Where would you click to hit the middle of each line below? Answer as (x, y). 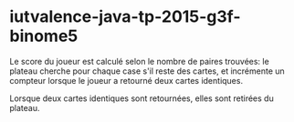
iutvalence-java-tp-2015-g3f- (125, 17)
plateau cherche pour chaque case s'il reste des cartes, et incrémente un (147, 71)
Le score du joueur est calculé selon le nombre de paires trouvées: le (139, 61)
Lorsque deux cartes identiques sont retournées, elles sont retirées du (142, 98)
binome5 (44, 36)
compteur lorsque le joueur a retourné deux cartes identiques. (126, 80)
